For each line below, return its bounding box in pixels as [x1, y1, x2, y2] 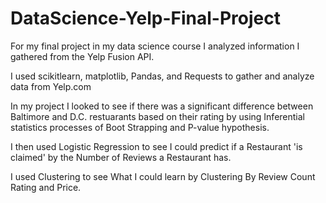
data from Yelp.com [10, 80, 92, 92]
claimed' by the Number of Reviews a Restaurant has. [10, 151, 232, 163]
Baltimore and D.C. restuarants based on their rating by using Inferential [10, 110, 305, 122]
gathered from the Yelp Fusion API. [10, 50, 155, 62]
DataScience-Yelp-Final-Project [10, 7, 281, 30]
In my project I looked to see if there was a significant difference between [10, 100, 314, 112]
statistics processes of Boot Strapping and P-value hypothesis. [10, 121, 270, 133]
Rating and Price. [10, 181, 82, 193]
